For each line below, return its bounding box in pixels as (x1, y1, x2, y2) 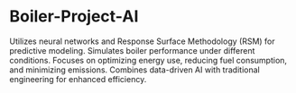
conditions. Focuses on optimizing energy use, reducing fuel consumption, (9, 55, 287, 65)
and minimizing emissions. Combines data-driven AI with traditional (9, 64, 260, 75)
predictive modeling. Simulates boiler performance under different (9, 45, 255, 55)
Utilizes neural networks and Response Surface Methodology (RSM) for (9, 36, 275, 46)
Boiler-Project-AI (9, 6, 139, 27)
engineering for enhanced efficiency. (9, 73, 147, 84)
